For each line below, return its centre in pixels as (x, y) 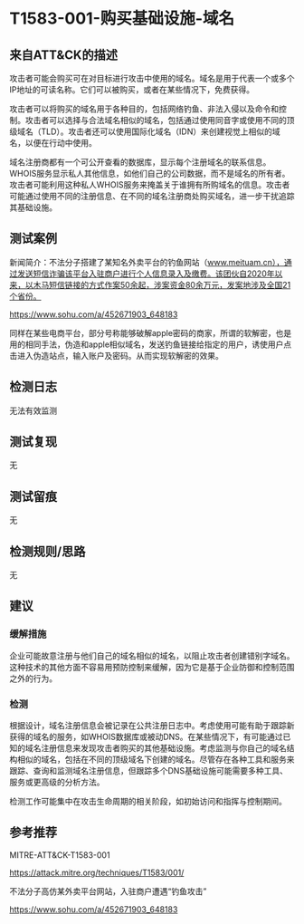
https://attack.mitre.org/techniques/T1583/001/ (97, 872)
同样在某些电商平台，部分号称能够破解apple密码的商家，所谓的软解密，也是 (151, 332)
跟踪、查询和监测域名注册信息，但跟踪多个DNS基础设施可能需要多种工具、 (148, 771)
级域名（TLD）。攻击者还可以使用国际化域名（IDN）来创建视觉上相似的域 (145, 131)
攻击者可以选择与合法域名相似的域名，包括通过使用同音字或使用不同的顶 (160, 120)
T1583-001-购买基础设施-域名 (122, 19)
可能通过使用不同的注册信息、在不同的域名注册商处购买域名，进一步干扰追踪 (152, 196)
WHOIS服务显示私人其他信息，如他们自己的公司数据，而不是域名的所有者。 (150, 173)
